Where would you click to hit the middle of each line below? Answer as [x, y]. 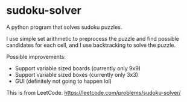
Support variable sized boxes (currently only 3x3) [77, 74]
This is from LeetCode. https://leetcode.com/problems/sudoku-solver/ [93, 92]
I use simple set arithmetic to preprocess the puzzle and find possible [93, 38]
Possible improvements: [36, 56]
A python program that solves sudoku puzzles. [64, 27]
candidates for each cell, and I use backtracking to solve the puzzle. [91, 45]
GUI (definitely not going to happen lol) [63, 81]
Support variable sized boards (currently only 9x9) [78, 68]
